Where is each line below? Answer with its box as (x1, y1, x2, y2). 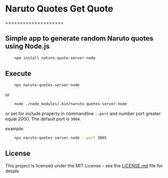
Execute (5, 69, 32, 78)
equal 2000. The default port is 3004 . (5, 116, 81, 122)
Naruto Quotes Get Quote (5, 3, 114, 15)
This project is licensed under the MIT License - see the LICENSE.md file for (5, 162, 163, 168)
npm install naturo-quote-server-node (14, 55, 96, 60)
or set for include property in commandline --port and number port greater (5, 111, 161, 117)
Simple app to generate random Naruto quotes (5, 34, 153, 43)
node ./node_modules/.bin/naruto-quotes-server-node (14, 102, 127, 107)
